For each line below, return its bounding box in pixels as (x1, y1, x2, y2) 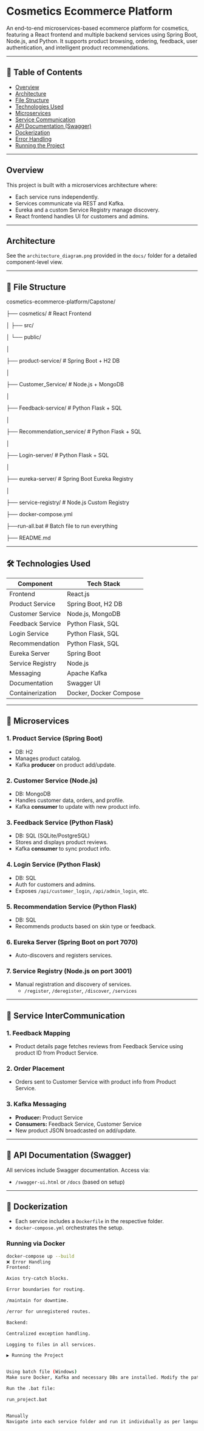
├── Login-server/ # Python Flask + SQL (6, 452, 109, 459)
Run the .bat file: (6, 1385, 56, 1392)
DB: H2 (15, 748, 33, 755)
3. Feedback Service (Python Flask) (6, 818, 114, 826)
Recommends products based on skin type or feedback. (15, 922, 156, 930)
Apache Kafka (66, 669, 107, 677)
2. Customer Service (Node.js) (6, 776, 98, 784)
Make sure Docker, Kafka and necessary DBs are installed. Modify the (6, 1374, 189, 1381)
